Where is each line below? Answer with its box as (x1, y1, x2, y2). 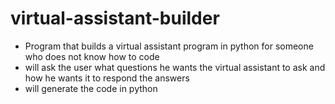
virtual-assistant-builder (10, 7, 220, 30)
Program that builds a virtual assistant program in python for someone (24, 40, 314, 52)
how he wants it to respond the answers (24, 72, 190, 84)
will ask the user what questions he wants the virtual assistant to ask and (24, 61, 326, 73)
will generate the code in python (24, 82, 158, 94)
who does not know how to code (24, 50, 160, 62)
